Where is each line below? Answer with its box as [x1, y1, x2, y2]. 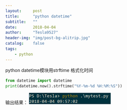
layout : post [5, 8, 43, 13]
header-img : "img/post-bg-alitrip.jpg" [5, 35, 91, 41]
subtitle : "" [5, 19, 38, 24]
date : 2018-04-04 [5, 25, 56, 30]
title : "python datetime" [5, 13, 72, 19]
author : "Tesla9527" [5, 30, 58, 35]
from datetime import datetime [5, 78, 72, 83]
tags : [5, 46, 17, 51]
